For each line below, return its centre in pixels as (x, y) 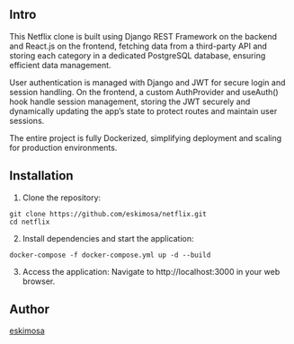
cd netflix (30, 222)
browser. (39, 281)
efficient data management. (60, 65)
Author (29, 309)
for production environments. (63, 147)
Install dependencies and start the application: (108, 238)
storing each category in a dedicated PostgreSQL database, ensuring (138, 55)
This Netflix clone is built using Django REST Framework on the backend (143, 36)
